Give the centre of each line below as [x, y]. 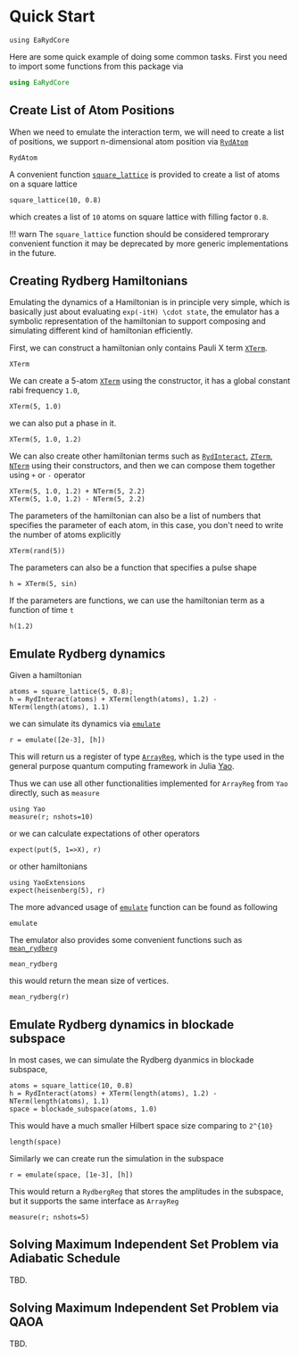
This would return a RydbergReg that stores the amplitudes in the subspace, [146, 1192]
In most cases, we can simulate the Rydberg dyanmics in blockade [132, 1060]
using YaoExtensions [48, 883]
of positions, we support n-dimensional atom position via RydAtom [129, 141]
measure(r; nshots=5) [50, 1218]
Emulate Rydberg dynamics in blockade [122, 1025]
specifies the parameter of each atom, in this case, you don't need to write [146, 525]
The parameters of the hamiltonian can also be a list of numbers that [135, 516]
